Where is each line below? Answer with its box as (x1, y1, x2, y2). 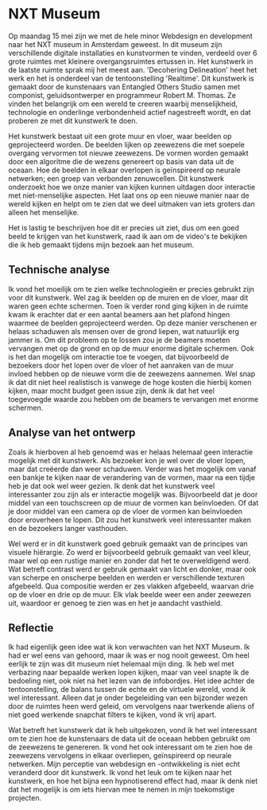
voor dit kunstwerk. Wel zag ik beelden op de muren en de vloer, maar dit (8, 293, 249, 302)
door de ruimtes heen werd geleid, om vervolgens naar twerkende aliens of (8, 702, 255, 711)
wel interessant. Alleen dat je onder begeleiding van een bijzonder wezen (8, 693, 248, 702)
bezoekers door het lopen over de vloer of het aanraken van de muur (8, 360, 234, 370)
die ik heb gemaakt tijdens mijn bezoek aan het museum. (8, 240, 195, 250)
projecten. (8, 793, 42, 803)
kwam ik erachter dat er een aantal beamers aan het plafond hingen (8, 309, 230, 319)
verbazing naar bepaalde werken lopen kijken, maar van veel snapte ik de (8, 667, 250, 678)
